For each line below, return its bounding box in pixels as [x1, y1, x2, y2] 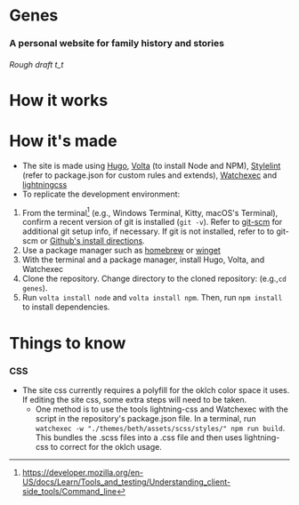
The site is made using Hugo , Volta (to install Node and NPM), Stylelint [21, 160, 281, 171]
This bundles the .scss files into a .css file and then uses [35, 432, 243, 443]
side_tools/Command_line [21, 485, 117, 496]
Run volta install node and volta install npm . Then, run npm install [21, 293, 283, 303]
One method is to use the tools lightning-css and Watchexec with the [35, 404, 289, 414]
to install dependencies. [21, 301, 110, 312]
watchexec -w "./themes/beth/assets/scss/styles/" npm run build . [35, 422, 286, 433]
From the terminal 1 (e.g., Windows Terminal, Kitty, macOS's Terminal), [21, 205, 279, 218]
